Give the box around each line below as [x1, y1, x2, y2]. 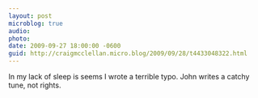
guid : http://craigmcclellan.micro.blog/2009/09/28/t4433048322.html [8, 49, 248, 58]
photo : [8, 34, 31, 43]
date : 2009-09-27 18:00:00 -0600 [8, 42, 121, 50]
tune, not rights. [8, 80, 61, 90]
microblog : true [8, 19, 63, 28]
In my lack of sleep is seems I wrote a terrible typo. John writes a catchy [8, 72, 250, 81]
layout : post [8, 11, 53, 20]
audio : [8, 27, 31, 35]
